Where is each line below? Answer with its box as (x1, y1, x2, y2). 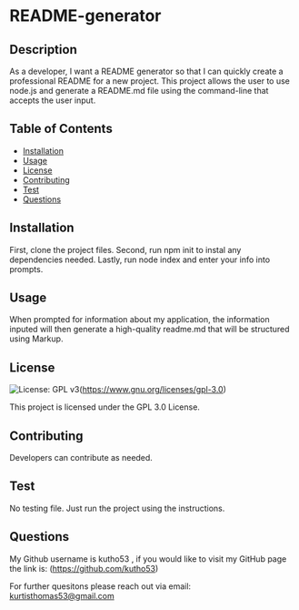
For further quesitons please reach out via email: (9, 580, 192, 592)
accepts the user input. (9, 95, 96, 106)
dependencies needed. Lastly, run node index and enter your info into (9, 254, 271, 265)
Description (9, 42, 77, 57)
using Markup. (9, 333, 64, 344)
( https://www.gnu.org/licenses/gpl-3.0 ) (79, 384, 227, 395)
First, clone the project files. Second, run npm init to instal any (9, 244, 242, 255)
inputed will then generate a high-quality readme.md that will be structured (9, 324, 290, 335)
